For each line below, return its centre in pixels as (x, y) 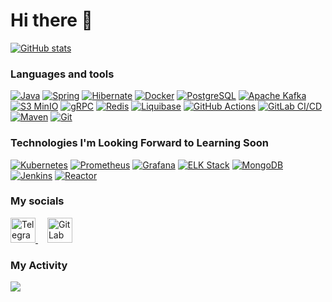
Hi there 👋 (51, 20)
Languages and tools (62, 74)
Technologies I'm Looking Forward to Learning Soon (139, 143)
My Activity (39, 265)
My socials (37, 201)
